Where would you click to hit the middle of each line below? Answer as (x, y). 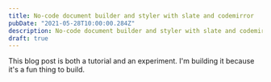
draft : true (28, 38)
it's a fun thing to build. (47, 70)
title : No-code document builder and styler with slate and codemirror (131, 16)
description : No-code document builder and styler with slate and (122, 31)
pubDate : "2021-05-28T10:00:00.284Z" (72, 23)
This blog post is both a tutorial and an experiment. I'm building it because (131, 61)
